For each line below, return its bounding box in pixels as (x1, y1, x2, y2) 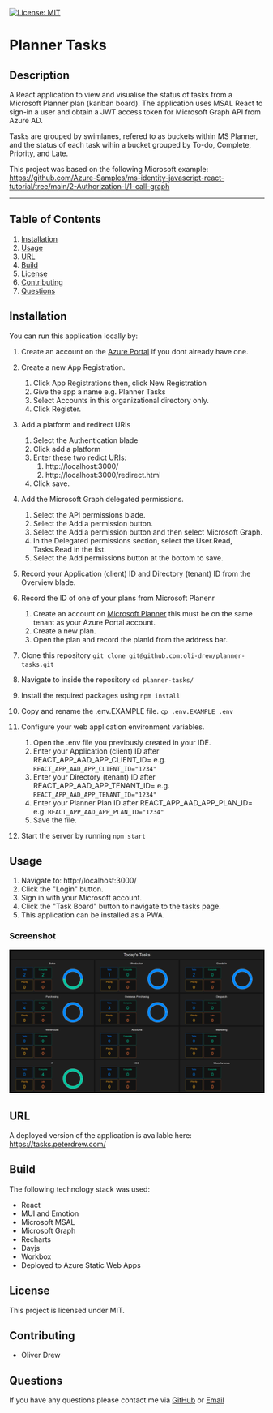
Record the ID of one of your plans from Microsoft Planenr (20, 593, 215, 603)
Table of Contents (9, 213, 102, 226)
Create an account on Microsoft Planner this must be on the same (32, 608, 254, 618)
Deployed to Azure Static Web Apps (20, 1260, 141, 1269)
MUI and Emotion (20, 1209, 79, 1218)
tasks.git (20, 660, 55, 668)
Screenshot (9, 930, 56, 942)
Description (9, 68, 70, 82)
